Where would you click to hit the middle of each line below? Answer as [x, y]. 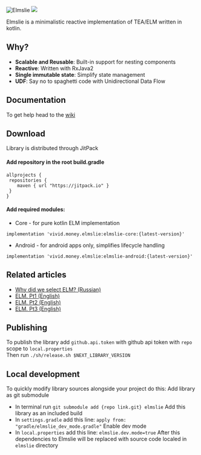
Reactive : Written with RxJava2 [54, 68]
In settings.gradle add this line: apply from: [71, 420]
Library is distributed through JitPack [52, 148]
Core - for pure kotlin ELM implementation [67, 223]
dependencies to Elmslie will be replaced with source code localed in [101, 439]
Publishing [27, 328]
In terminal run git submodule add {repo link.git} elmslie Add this [100, 407]
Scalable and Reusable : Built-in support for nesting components [95, 62]
